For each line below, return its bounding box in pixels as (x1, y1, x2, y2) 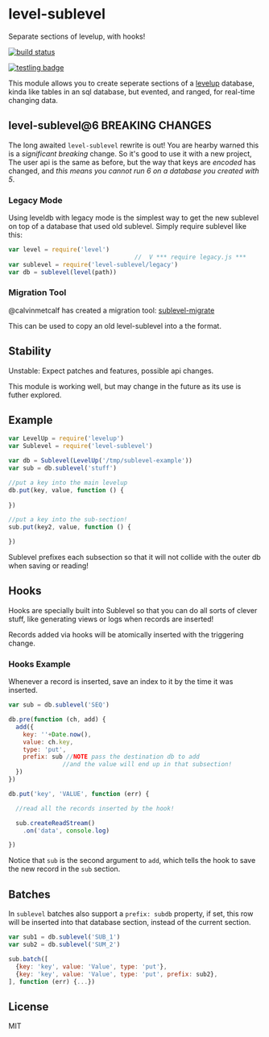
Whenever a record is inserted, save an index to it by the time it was (8, 677, 234, 686)
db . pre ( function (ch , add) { (8, 716, 106, 724)
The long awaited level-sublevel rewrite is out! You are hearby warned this (8, 140, 259, 150)
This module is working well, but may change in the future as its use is (8, 381, 242, 391)
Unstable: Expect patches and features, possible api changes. (8, 366, 214, 375)
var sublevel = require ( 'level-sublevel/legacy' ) (8, 260, 179, 268)
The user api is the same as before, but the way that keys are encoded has (8, 157, 256, 167)
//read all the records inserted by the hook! (15, 804, 175, 812)
